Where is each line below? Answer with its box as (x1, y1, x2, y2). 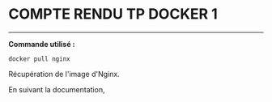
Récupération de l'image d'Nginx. (8, 69, 120, 79)
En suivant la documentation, (8, 84, 105, 94)
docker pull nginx (8, 54, 70, 63)
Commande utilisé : (8, 39, 75, 49)
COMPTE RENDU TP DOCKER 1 (8, 5, 219, 23)
